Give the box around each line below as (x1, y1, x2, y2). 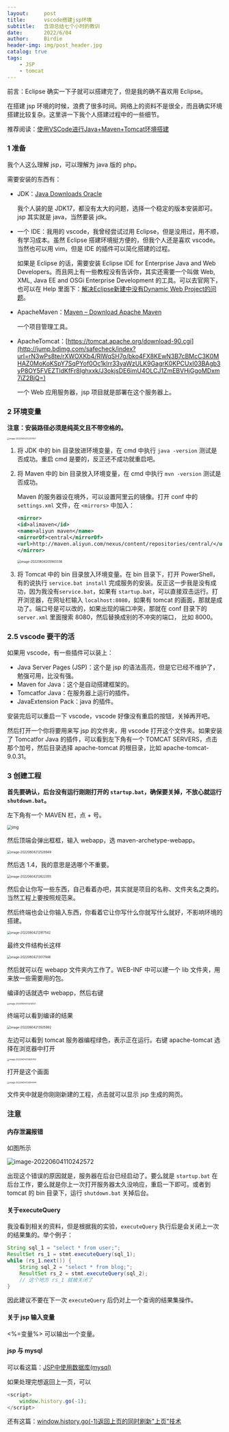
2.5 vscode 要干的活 (7, 631, 75, 641)
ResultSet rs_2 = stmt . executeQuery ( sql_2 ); (19, 1270, 148, 1277)
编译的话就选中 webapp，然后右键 (7, 988, 104, 997)
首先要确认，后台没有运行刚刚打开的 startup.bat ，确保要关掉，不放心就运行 (7, 788, 222, 796)
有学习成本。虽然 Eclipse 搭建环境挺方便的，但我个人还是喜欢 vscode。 (16, 236, 219, 244)
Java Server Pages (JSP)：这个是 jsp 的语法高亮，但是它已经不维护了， (16, 663, 219, 671)
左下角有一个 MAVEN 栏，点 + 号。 (7, 811, 105, 819)
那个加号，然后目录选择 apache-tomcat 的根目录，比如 (7, 743, 162, 751)
